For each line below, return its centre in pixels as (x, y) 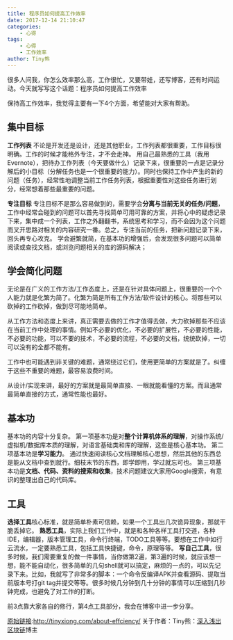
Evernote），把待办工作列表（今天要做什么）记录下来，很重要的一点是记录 (113, 162)
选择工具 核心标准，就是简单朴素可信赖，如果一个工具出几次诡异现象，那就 (113, 522)
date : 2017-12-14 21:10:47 (46, 20)
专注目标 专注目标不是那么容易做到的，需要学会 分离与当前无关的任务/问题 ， (115, 203)
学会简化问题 (35, 271)
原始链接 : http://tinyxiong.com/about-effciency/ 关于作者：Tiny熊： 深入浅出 (114, 621)
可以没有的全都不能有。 (41, 347)
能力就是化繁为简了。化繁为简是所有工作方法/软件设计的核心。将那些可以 (118, 298)
